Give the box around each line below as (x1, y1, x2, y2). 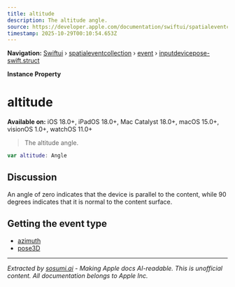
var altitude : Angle (7, 152, 68, 160)
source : (7, 23, 30, 30)
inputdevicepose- (159, 49, 210, 57)
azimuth (17, 236, 41, 245)
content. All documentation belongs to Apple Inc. (7, 271, 148, 280)
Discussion (7, 171, 57, 183)
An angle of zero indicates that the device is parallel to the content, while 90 (7, 190, 227, 198)
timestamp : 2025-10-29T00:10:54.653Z (7, 29, 117, 37)
